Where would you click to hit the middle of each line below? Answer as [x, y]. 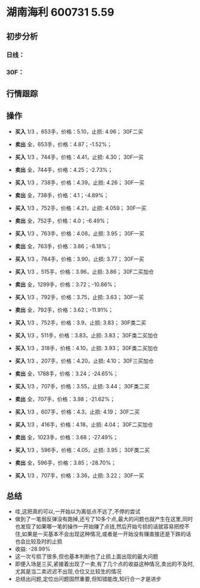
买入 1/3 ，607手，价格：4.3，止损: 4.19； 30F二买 [77, 412]
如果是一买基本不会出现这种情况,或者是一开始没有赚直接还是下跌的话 [107, 534]
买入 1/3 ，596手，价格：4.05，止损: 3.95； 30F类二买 [82, 450]
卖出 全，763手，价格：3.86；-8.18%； [63, 246]
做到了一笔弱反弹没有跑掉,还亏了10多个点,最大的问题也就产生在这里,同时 [104, 519]
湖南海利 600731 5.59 [60, 12]
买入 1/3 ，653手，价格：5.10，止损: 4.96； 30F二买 [79, 131]
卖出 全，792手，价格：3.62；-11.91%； [64, 310]
